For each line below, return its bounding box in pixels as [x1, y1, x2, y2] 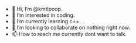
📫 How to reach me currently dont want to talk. [11, 31, 127, 37]
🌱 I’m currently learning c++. [11, 18, 81, 24]
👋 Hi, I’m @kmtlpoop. [11, 6, 63, 12]
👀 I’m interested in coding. [11, 12, 75, 19]
